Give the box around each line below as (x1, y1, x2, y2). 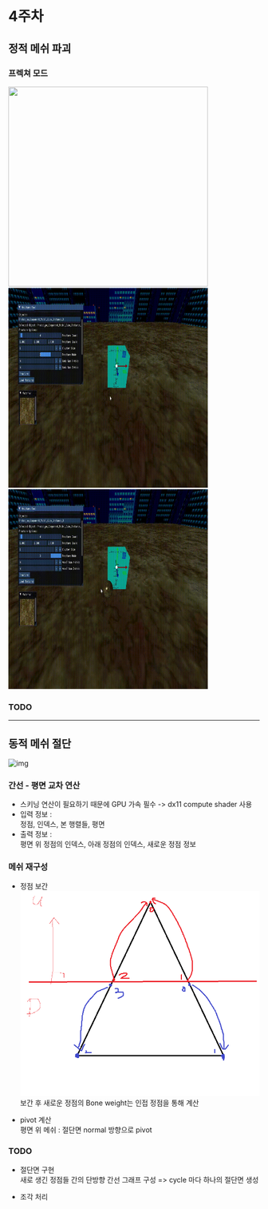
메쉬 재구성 (8, 861, 49, 873)
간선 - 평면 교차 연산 (8, 780, 81, 791)
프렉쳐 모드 (8, 67, 49, 78)
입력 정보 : (19, 809, 53, 819)
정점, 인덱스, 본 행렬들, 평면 (19, 820, 105, 829)
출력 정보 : (19, 829, 53, 839)
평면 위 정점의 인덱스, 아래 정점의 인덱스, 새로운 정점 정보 (19, 840, 197, 849)
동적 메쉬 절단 (8, 737, 72, 750)
